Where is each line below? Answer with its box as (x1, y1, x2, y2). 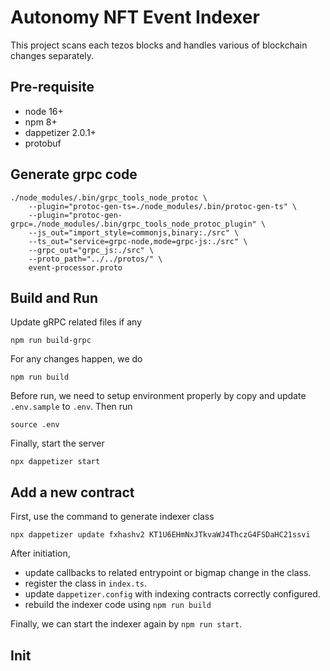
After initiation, (10, 547, 71, 560)
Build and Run (10, 289, 98, 306)
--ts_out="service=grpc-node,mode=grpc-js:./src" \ (28, 236, 248, 246)
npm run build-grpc (10, 336, 92, 346)
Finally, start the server (10, 437, 105, 450)
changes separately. (10, 49, 95, 61)
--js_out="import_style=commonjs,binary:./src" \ (28, 227, 240, 238)
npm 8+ (24, 116, 58, 128)
